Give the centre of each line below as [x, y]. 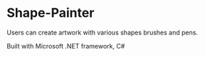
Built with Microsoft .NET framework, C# [66, 46]
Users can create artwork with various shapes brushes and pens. [102, 32]
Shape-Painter [51, 13]
